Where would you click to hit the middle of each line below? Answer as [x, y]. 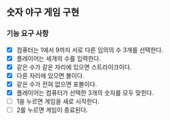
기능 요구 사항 [28, 34]
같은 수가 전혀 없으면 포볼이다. [57, 84]
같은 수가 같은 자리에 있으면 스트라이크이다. [74, 67]
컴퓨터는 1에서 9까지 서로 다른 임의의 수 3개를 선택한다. [90, 49]
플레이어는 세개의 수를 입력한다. [58, 58]
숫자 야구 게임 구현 [43, 12]
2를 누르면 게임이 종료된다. [52, 110]
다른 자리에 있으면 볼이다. [50, 75]
